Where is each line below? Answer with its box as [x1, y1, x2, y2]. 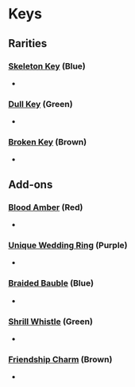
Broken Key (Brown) [8, 136, 87, 148]
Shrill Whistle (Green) [8, 316, 94, 327]
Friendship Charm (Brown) [8, 353, 113, 365]
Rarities [8, 37, 48, 50]
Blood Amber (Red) [8, 201, 83, 212]
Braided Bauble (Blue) [8, 278, 94, 289]
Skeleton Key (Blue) [8, 61, 86, 72]
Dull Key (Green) [8, 98, 73, 109]
